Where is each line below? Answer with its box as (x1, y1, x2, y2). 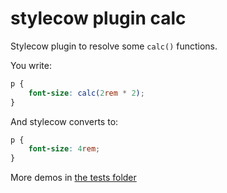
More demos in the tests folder (10, 172, 137, 184)
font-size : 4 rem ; (28, 144, 101, 154)
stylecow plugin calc (10, 7, 187, 30)
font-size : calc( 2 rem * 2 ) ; (28, 88, 145, 98)
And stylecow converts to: (10, 115, 119, 127)
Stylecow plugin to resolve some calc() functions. (10, 40, 218, 52)
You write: (10, 59, 52, 71)
